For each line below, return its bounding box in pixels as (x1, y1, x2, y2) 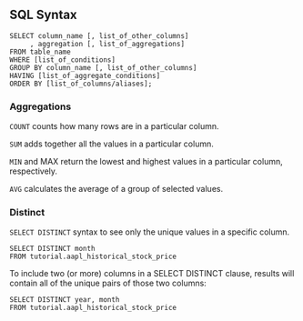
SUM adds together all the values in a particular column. (9, 138, 214, 149)
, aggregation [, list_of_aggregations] (29, 39, 185, 48)
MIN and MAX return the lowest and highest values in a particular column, (9, 156, 284, 167)
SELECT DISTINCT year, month (9, 296, 120, 305)
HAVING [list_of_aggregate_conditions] (9, 71, 161, 80)
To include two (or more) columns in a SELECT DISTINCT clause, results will (9, 268, 295, 279)
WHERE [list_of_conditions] (9, 55, 116, 65)
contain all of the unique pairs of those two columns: (9, 277, 207, 289)
